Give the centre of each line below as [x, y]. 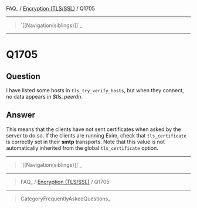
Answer [21, 115]
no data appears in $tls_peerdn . [45, 97]
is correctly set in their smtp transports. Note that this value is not [86, 142]
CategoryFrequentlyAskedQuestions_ [65, 199]
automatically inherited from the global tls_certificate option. [82, 148]
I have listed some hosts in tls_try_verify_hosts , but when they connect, [95, 90]
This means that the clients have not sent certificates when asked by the [94, 129]
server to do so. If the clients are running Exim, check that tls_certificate [96, 135]
